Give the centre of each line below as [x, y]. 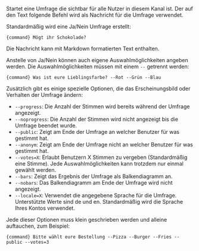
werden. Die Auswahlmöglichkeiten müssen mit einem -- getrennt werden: [98, 66]
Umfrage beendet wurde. [46, 125]
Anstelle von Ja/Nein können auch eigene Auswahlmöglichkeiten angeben [97, 60]
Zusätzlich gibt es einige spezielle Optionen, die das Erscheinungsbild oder [98, 88]
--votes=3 [37, 242]
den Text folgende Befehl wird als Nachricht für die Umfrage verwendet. [95, 15]
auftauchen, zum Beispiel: [38, 226]
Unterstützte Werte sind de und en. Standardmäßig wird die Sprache [99, 202]
